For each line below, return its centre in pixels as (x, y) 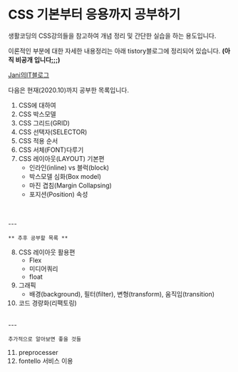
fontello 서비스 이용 (46, 361)
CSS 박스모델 (37, 114)
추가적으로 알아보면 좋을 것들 (45, 339)
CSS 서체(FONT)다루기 (51, 150)
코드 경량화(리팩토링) (47, 303)
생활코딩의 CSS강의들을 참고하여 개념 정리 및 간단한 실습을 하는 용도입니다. (112, 36)
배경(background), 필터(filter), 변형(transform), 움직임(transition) (122, 294)
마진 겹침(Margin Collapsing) (71, 185)
